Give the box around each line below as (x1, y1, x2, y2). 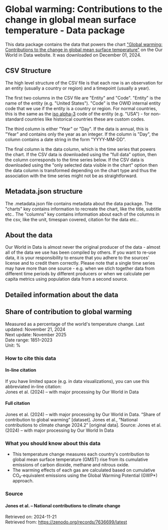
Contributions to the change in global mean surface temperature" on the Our (5, 47, 163, 53)
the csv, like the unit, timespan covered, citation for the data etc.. (5, 216, 139, 222)
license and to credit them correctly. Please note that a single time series (5, 260, 155, 266)
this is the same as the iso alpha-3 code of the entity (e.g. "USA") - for (5, 111, 150, 117)
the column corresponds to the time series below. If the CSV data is (5, 157, 144, 163)
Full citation (5, 400, 30, 406)
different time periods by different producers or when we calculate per (5, 271, 150, 277)
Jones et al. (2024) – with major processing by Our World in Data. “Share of (5, 411, 161, 417)
